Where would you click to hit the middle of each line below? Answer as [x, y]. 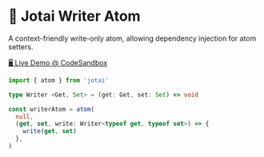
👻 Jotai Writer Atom [75, 16]
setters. [21, 46]
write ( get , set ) [50, 131]
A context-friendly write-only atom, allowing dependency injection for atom [132, 38]
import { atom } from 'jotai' [59, 80]
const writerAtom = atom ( [51, 109]
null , [25, 116]
